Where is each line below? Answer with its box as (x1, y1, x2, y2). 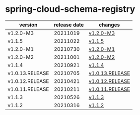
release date (54, 21, 84, 28)
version (19, 21, 38, 28)
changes (99, 21, 120, 28)
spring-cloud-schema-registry (5, 3, 136, 15)
